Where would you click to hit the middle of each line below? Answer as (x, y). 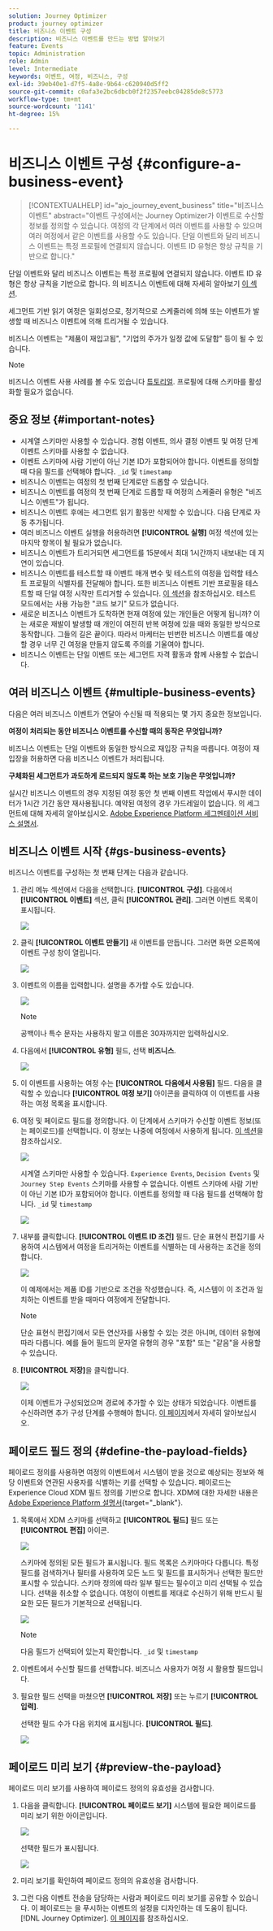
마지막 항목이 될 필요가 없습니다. (71, 542)
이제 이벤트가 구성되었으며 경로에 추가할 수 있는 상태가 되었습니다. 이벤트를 (139, 1403)
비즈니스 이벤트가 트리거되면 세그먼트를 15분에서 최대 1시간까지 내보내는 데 (138, 553)
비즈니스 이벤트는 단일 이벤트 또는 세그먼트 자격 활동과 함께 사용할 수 (128, 654)
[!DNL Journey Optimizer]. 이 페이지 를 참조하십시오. (104, 1918)
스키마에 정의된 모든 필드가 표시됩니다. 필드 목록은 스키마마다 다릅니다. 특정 (139, 1563)
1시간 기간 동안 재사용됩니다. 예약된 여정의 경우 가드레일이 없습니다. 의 (134, 803)
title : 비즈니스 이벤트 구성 (50, 31)
